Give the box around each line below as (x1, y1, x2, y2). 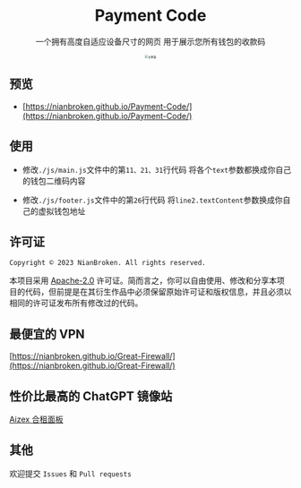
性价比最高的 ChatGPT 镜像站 (9, 389, 173, 404)
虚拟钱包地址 (38, 205, 86, 216)
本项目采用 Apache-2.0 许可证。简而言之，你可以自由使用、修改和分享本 (9, 275, 278, 287)
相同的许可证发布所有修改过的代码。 (9, 297, 143, 309)
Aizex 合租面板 (9, 414, 64, 424)
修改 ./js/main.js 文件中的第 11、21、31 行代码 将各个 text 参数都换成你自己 (21, 164, 292, 175)
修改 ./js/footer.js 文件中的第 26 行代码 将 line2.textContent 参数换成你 (21, 194, 283, 205)
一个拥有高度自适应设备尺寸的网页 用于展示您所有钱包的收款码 (35, 36, 266, 47)
